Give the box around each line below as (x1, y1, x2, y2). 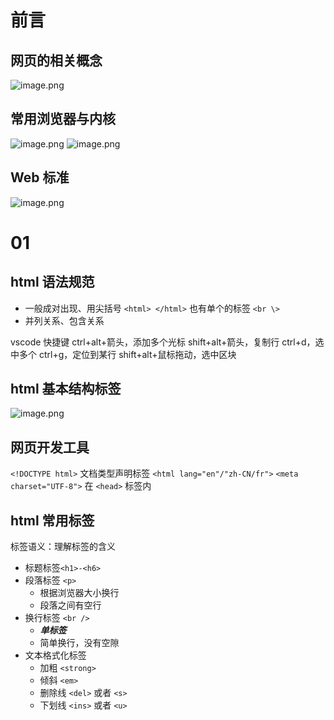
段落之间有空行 (39, 599, 102, 611)
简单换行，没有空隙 (39, 637, 120, 649)
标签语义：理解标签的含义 (10, 541, 116, 553)
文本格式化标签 (24, 649, 87, 661)
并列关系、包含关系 (24, 314, 105, 326)
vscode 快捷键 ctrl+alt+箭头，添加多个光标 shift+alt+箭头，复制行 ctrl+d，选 (10, 336, 325, 348)
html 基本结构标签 (10, 381, 122, 398)
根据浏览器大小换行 (39, 587, 120, 599)
